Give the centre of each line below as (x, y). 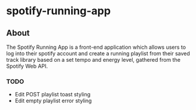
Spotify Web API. (27, 66)
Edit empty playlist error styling (53, 101)
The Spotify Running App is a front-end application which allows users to (96, 47)
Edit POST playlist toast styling (53, 95)
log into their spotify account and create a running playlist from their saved (98, 54)
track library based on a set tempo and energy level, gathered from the (94, 60)
